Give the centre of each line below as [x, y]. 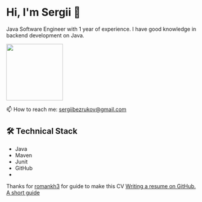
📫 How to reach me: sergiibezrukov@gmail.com [66, 109]
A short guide [23, 192]
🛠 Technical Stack [42, 131]
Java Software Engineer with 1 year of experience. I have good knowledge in [101, 29]
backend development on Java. [45, 35]
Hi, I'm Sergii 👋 [43, 12]
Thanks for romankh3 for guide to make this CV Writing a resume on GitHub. [101, 186]
